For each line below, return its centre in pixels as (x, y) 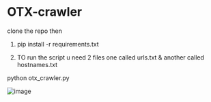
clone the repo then (35, 31)
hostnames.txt (37, 64)
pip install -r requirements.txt (58, 44)
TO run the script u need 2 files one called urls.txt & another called (111, 57)
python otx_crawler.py (38, 78)
